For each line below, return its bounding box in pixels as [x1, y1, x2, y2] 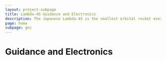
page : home [5, 20, 28, 26]
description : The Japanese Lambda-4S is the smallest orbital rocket [5, 16, 152, 21]
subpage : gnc [5, 25, 32, 30]
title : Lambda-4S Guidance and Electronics [5, 12, 96, 17]
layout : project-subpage [5, 7, 56, 12]
